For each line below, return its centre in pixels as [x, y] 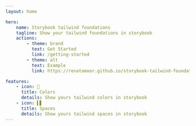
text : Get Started [54, 49]
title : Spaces [38, 108]
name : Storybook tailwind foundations [63, 27]
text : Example [49, 65]
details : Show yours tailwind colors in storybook [84, 98]
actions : [27, 38]
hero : [12, 22]
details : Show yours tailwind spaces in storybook [84, 114]
